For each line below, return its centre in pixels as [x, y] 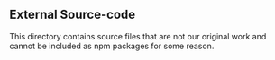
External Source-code [73, 15]
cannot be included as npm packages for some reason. [112, 46]
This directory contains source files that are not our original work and [138, 36]
